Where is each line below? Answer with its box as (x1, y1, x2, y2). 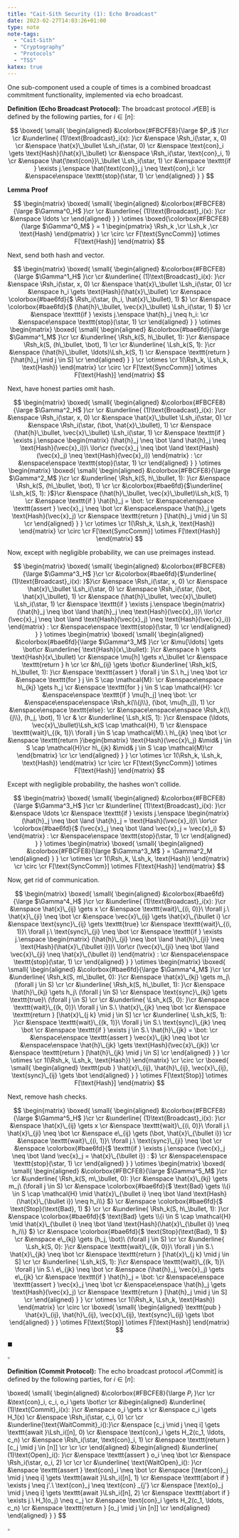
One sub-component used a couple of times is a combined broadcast (7, 83, 211, 91)
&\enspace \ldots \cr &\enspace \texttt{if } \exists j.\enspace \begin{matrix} (9, 809, 230, 817)
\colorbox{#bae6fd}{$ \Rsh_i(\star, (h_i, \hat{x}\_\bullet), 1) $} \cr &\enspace (8, 295, 231, 303)
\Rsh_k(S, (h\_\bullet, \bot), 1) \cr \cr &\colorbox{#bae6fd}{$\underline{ (16, 481, 223, 490)
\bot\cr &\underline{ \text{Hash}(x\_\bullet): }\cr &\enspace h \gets (22, 645, 217, 654)
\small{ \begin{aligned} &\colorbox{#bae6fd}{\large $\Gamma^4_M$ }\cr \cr (8, 965, 231, 973)
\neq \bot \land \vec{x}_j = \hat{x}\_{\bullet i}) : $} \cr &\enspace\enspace (11, 1151, 228, 1160)
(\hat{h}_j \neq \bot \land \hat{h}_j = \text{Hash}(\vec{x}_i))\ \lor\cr (21, 816, 218, 825)
